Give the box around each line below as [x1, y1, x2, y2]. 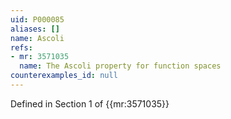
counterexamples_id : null [10, 71, 118, 81]
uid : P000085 [10, 14, 65, 25]
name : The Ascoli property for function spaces [19, 61, 222, 71]
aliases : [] [10, 24, 60, 34]
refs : [10, 42, 33, 53]
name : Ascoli [10, 33, 65, 43]
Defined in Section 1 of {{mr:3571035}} [10, 97, 170, 110]
